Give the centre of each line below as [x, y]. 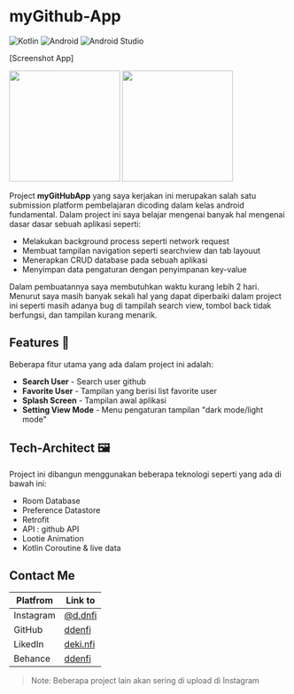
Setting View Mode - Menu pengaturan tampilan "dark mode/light [143, 409]
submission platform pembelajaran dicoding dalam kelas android [127, 205]
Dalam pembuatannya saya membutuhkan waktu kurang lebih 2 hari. [134, 287]
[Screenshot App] [42, 58]
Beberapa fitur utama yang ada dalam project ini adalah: [112, 364]
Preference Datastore [61, 510]
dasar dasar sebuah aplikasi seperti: [75, 224]
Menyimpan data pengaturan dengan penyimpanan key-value [134, 269]
